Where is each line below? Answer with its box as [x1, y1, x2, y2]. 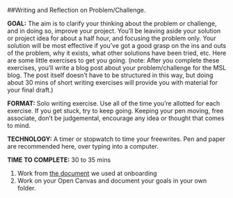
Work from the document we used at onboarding [17, 170, 158, 177]
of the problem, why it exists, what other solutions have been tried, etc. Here [7, 49, 227, 57]
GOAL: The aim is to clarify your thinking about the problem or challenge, [7, 19, 217, 27]
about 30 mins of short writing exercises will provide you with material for [7, 79, 218, 86]
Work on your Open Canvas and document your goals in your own [17, 176, 207, 185]
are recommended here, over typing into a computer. [7, 142, 159, 150]
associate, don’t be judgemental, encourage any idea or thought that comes [7, 114, 225, 122]
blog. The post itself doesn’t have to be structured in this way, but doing [7, 71, 214, 79]
